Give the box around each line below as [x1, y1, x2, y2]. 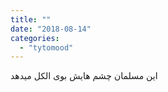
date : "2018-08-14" [10, 24, 92, 34]
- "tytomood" [19, 42, 74, 53]
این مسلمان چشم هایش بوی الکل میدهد [10, 70, 158, 82]
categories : [10, 33, 60, 43]
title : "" [10, 14, 52, 25]
